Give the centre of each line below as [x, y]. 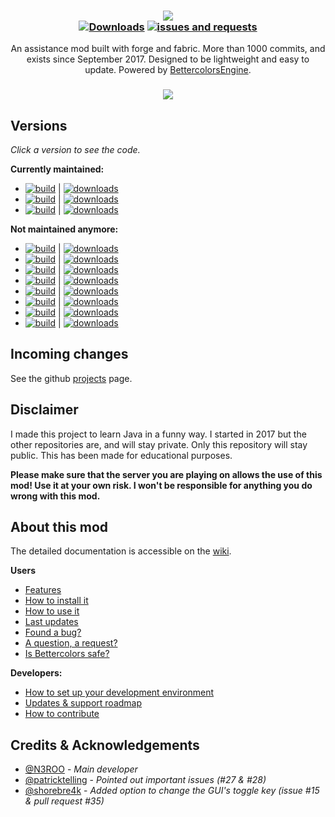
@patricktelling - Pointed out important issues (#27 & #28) [145, 780]
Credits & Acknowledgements [105, 745]
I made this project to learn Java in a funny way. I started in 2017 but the [158, 434]
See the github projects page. [71, 378]
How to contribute [62, 714]
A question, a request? [71, 643]
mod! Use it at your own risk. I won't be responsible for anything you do [161, 485]
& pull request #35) [64, 801]
